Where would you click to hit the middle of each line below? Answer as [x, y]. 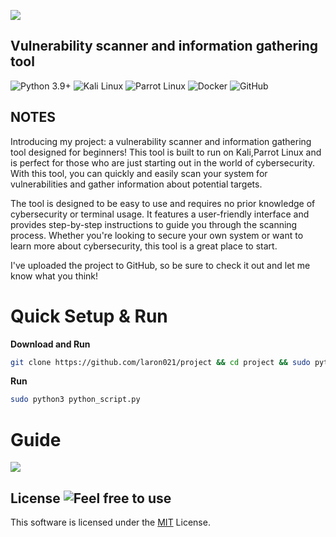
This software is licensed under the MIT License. [110, 522]
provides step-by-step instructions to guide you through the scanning [154, 224]
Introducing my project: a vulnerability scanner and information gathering [161, 141]
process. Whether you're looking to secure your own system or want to [157, 235]
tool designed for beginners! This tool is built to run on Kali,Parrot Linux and [166, 152]
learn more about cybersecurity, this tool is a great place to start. [144, 246]
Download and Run [50, 344]
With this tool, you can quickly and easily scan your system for [139, 173]
